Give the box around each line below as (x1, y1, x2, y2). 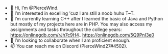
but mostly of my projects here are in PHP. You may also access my (10, 21, 153, 27)
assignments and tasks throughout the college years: (10, 26, 122, 33)
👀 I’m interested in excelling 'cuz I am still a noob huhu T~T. (10, 10, 135, 16)
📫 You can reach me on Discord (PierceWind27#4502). (10, 43, 128, 49)
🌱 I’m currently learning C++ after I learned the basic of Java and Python (10, 16, 163, 21)
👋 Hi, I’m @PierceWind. (10, 5, 59, 11)
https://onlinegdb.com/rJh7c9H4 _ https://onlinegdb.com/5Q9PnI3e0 (10, 32, 155, 38)
